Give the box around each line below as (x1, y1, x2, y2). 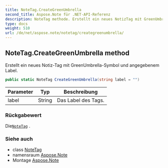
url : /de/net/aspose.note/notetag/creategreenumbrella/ (5, 30, 124, 35)
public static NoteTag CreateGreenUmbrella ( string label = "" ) (5, 77, 140, 82)
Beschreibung (63, 88, 98, 95)
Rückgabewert (5, 112, 41, 119)
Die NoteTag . (5, 123, 30, 129)
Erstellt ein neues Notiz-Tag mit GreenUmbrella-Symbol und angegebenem (5, 62, 159, 68)
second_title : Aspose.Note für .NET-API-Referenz (5, 12, 111, 17)
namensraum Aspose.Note (12, 152, 67, 158)
